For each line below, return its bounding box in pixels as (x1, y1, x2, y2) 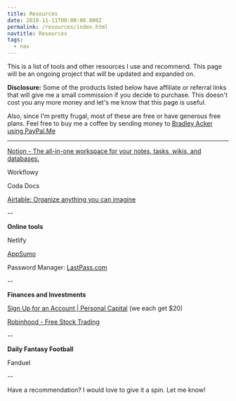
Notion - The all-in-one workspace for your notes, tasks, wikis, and (7, 147, 202, 155)
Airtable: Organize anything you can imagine (7, 195, 136, 204)
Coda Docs (7, 182, 40, 190)
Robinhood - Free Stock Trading (7, 317, 100, 326)
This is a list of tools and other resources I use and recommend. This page (7, 63, 223, 70)
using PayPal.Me (7, 127, 56, 135)
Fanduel (7, 359, 31, 367)
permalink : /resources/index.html (7, 23, 109, 30)
